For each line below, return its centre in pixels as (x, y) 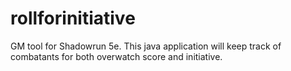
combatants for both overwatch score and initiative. (116, 56)
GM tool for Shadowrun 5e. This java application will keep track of (146, 46)
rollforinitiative (73, 18)
